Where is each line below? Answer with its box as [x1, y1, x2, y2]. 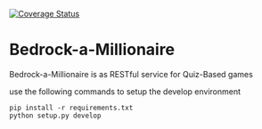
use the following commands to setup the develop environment [9, 85, 242, 97]
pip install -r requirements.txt [9, 103, 134, 112]
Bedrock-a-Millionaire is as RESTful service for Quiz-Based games [9, 69, 254, 79]
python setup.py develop [9, 111, 102, 120]
